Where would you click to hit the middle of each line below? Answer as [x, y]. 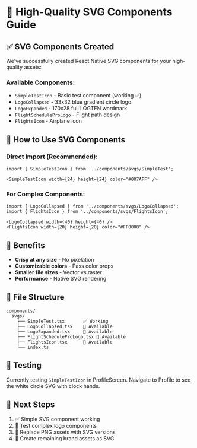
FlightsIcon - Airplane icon [48, 121]
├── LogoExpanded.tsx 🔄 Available [65, 332]
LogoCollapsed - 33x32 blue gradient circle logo [73, 102]
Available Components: [41, 82]
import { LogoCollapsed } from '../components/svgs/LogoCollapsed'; [93, 206]
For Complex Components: [46, 194]
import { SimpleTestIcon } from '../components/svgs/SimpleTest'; [90, 169]
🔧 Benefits [26, 245]
